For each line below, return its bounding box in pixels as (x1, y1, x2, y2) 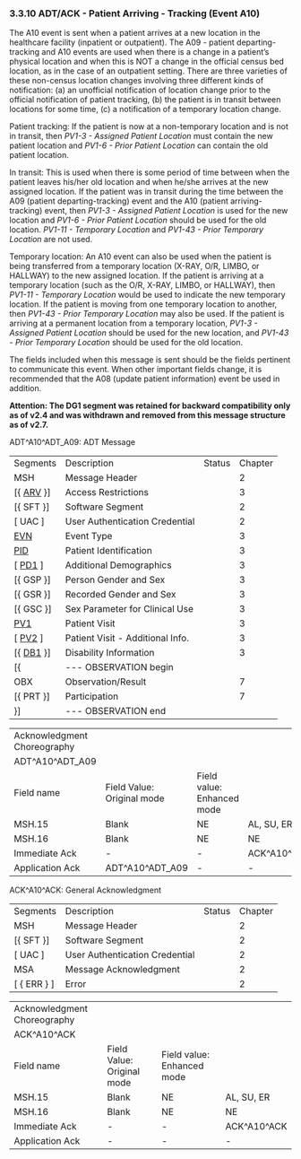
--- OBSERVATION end (64, 705, 167, 718)
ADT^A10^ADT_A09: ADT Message (9, 437, 136, 448)
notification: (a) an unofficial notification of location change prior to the (9, 84, 271, 96)
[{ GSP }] (13, 573, 52, 586)
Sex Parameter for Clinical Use (64, 603, 194, 615)
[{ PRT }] (13, 690, 51, 702)
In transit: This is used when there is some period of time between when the (9, 167, 290, 178)
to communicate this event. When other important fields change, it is (9, 364, 262, 375)
